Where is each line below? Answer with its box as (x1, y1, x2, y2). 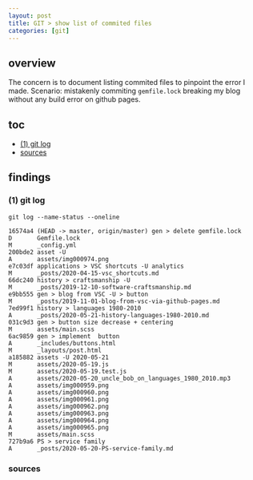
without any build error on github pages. (8, 95, 142, 104)
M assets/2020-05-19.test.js (8, 367, 127, 375)
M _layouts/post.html (8, 346, 102, 354)
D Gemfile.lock (8, 234, 81, 242)
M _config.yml (8, 241, 78, 249)
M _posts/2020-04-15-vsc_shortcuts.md (8, 269, 159, 277)
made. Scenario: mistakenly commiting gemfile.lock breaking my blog (8, 86, 241, 96)
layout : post (8, 11, 52, 20)
